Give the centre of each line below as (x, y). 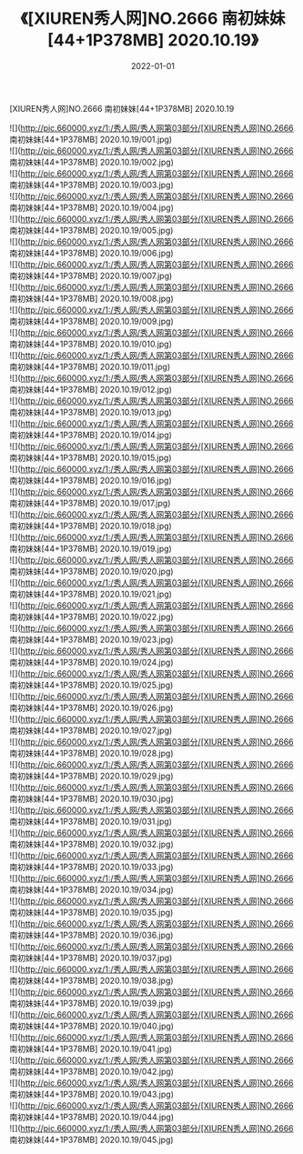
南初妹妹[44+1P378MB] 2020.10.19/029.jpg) (91, 776)
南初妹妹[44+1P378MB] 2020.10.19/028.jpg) (92, 753)
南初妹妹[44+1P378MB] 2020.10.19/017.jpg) (90, 503)
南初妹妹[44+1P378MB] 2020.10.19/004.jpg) (92, 207)
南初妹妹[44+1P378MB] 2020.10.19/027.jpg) (91, 730)
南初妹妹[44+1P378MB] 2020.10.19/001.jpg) (91, 139)
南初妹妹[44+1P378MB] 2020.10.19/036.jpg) (91, 935)
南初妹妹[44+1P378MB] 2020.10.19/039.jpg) (92, 1003)
